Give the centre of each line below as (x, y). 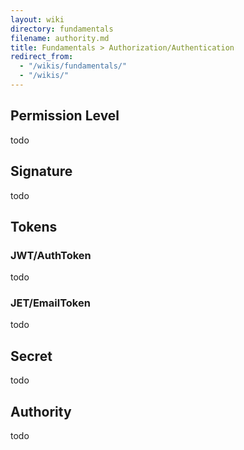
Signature (41, 171)
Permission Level (65, 116)
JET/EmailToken (50, 303)
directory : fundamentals (62, 29)
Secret (31, 356)
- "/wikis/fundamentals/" (73, 66)
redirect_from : (42, 57)
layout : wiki (37, 19)
